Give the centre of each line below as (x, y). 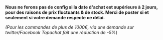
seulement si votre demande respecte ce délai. (55, 18)
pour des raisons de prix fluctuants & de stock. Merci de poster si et (77, 12)
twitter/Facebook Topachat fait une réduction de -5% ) (61, 32)
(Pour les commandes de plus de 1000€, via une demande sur (70, 27)
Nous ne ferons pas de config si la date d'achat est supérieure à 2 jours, (81, 7)
